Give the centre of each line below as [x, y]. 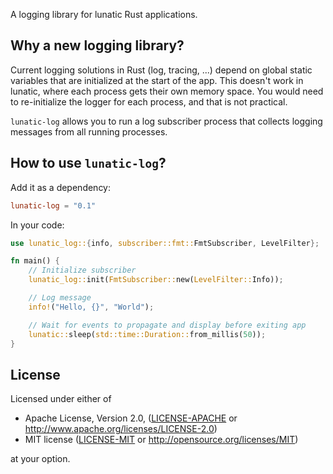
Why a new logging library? [97, 45]
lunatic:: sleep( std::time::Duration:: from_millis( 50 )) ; [147, 334]
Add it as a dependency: [61, 187]
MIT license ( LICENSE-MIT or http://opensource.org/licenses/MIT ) [161, 440]
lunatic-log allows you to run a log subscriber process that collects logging [166, 121]
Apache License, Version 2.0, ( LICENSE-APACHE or [131, 418]
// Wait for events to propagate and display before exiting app [167, 325]
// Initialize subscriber [82, 270]
